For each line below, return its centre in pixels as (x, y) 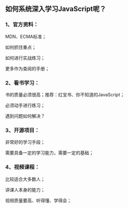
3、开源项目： (22, 130)
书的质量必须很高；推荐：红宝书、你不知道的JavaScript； (65, 94)
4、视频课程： (23, 167)
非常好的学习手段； (25, 142)
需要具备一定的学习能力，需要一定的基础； (49, 153)
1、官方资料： (22, 25)
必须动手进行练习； (25, 105)
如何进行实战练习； (25, 58)
